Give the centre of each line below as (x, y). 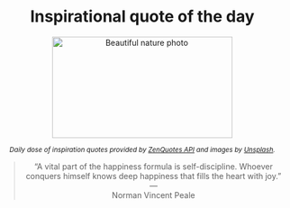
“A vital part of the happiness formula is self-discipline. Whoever (154, 166)
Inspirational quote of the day (142, 17)
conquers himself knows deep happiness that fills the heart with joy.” (154, 176)
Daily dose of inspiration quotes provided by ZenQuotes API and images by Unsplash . (142, 149)
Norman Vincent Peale (154, 194)
